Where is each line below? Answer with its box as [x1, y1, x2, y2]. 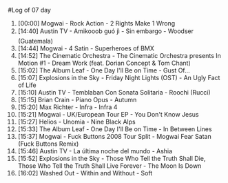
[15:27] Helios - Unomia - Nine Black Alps [17, 117, 136, 126]
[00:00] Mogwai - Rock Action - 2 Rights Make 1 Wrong [17, 19, 176, 27]
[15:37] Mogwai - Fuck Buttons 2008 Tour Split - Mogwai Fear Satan [17, 133, 212, 140]
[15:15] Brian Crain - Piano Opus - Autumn [17, 96, 137, 104]
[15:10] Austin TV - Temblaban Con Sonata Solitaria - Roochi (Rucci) [17, 88, 211, 96]
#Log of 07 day [8, 6, 51, 14]
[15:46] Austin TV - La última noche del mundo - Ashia [17, 147, 173, 155]
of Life [17, 81, 37, 89]
